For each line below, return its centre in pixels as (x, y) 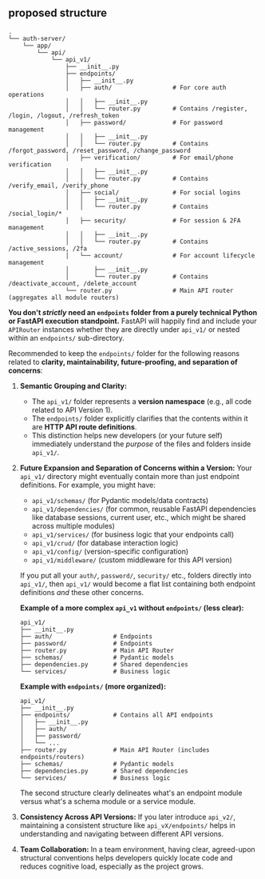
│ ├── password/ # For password (144, 122)
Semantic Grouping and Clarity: (73, 386)
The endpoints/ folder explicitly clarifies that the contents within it (140, 418)
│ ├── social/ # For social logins (153, 192)
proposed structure (58, 13)
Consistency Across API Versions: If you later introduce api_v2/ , (127, 817)
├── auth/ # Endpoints (86, 636)
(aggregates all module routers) (64, 298)
